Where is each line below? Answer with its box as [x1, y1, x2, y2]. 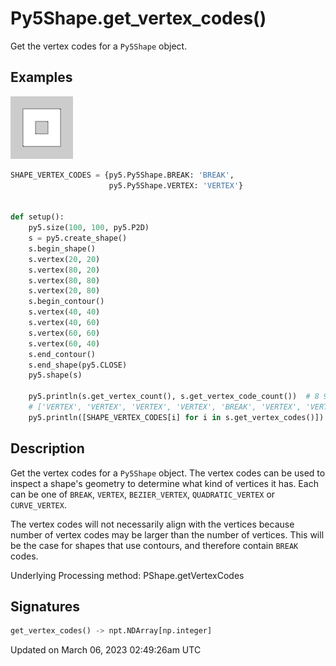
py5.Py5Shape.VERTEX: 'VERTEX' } [108, 180, 244, 191]
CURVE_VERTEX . [10, 498, 67, 511]
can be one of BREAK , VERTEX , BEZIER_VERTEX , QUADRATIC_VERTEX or [10, 488, 276, 500]
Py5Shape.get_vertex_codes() [10, 7, 267, 30]
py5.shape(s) [28, 370, 83, 381]
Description [10, 440, 85, 457]
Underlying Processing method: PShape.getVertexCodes [10, 569, 245, 581]
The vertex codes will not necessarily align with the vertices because [10, 518, 295, 530]
